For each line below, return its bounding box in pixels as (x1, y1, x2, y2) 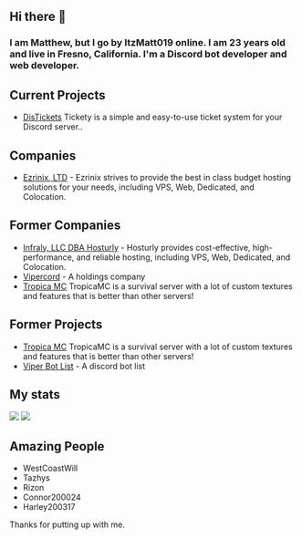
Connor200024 (22, 492, 82, 503)
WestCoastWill (22, 462, 78, 474)
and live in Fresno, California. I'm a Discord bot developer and (9, 47, 287, 60)
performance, (22, 252, 75, 263)
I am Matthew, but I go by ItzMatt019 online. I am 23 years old (9, 36, 286, 49)
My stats (9, 387, 61, 402)
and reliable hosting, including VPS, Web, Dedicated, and (76, 252, 291, 263)
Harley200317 (22, 502, 76, 513)
